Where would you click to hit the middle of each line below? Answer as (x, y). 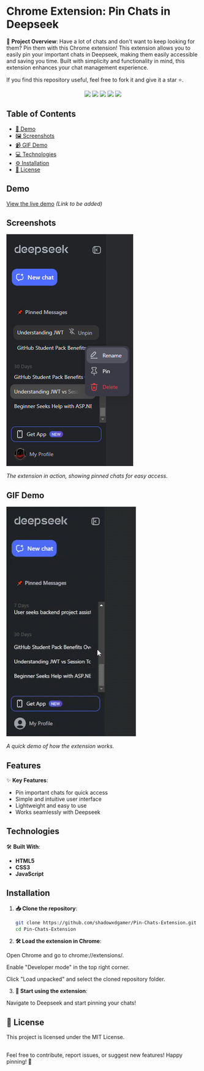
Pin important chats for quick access (62, 793)
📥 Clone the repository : (46, 908)
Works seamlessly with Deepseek (58, 812)
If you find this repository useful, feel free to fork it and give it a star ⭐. (95, 80)
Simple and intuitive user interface (59, 799)
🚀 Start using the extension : (51, 991)
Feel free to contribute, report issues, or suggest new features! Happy (94, 1055)
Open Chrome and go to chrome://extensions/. (65, 956)
